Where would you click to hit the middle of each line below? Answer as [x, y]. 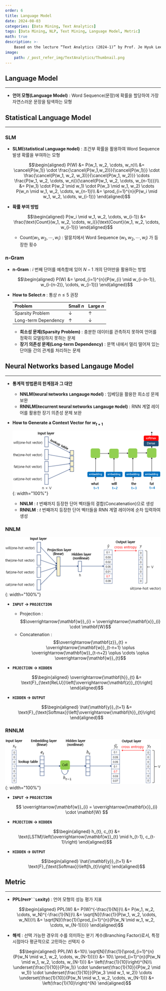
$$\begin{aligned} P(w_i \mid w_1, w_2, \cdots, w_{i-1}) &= [87, 217]
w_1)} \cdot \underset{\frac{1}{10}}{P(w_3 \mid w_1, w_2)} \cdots [87, 972]
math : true [16, 37]
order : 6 [14, 10]
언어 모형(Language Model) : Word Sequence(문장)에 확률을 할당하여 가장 [85, 96]
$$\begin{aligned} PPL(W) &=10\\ [53, 951]
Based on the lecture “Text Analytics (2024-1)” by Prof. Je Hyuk [84, 47]
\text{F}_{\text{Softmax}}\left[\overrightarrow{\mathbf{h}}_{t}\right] [87, 713]
